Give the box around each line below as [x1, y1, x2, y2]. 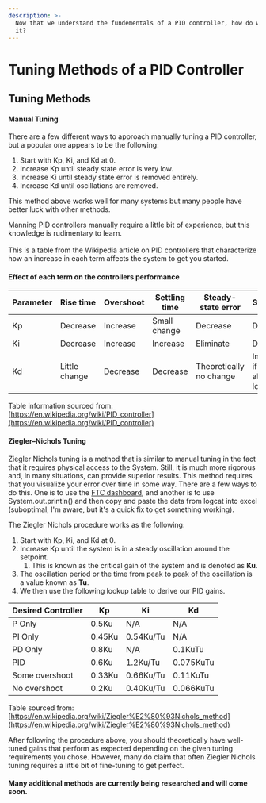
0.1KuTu [173, 644, 204, 655]
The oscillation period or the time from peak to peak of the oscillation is [19, 569, 253, 578]
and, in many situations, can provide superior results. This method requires [8, 471, 253, 480]
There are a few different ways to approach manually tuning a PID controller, [8, 132, 257, 141]
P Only [12, 618, 37, 629]
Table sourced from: [8, 703, 74, 713]
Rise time [59, 297, 97, 308]
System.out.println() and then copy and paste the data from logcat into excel [8, 496, 257, 505]
